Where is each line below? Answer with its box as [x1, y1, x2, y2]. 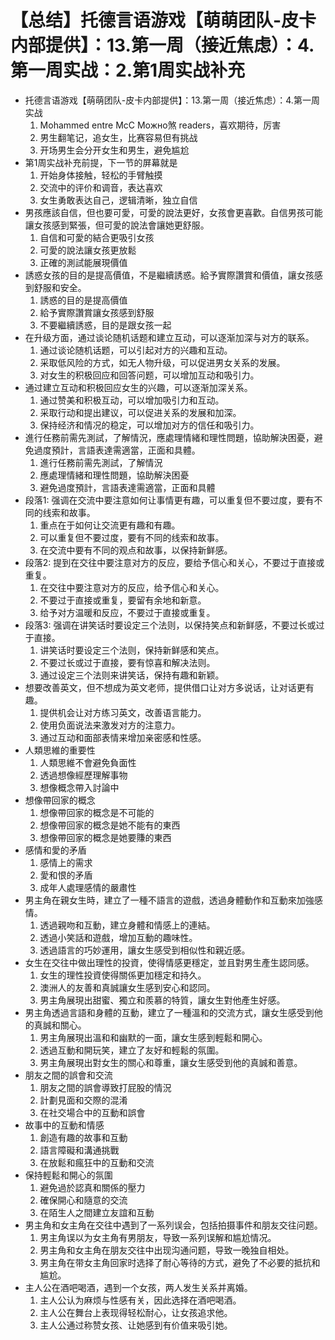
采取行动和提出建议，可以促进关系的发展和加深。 [39, 406, 242, 418]
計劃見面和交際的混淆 [39, 1094, 128, 1106]
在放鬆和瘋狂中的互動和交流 [39, 1156, 155, 1168]
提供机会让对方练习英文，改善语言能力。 [39, 706, 207, 718]
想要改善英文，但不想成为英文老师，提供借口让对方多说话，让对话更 [24, 681, 306, 693]
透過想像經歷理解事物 [39, 769, 128, 781]
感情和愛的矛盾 [24, 844, 87, 856]
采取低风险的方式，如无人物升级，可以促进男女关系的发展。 [39, 356, 286, 368]
